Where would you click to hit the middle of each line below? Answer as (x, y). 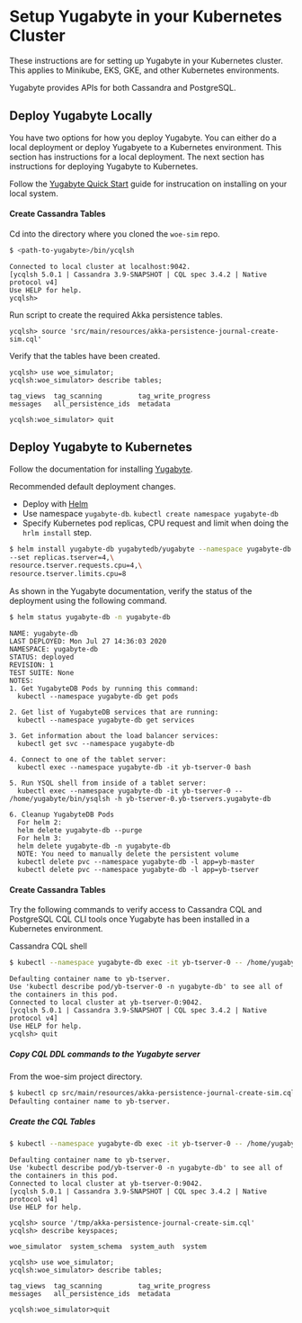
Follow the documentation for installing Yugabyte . (101, 469)
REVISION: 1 (31, 665)
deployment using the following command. (89, 601)
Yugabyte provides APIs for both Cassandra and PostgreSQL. (123, 87)
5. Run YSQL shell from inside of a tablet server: (108, 783)
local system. (34, 193)
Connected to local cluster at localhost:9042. (100, 266)
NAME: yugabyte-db (44, 634)
